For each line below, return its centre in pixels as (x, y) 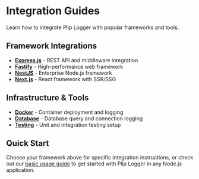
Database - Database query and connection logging (79, 118)
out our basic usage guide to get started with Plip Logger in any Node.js (94, 164)
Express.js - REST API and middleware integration (76, 60)
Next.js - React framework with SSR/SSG (65, 79)
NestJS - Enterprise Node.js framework (63, 73)
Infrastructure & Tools (48, 98)
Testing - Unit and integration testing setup (68, 124)
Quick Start (28, 143)
